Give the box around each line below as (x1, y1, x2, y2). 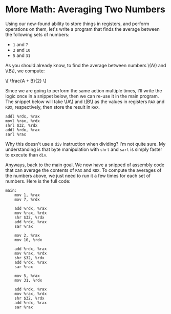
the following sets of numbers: (5, 31, 70, 37)
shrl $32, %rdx (5, 123, 38, 128)
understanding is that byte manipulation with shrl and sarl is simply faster (5, 146, 162, 152)
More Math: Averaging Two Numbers (5, 4, 165, 15)
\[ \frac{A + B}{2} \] (5, 77, 47, 84)
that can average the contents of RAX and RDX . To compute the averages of (5, 167, 162, 173)
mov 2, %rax (14, 232, 40, 238)
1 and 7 (12, 41, 28, 47)
